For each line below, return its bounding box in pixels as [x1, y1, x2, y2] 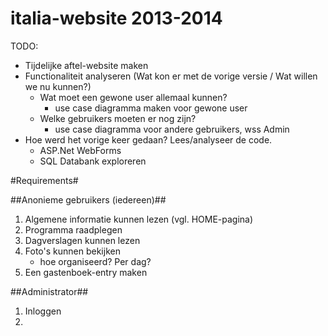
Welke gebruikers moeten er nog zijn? [39, 112, 197, 124]
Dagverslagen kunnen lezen [24, 234, 141, 246]
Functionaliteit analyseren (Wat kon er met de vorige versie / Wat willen [24, 70, 318, 82]
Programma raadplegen [24, 223, 123, 236]
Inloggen [24, 305, 62, 317]
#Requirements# [10, 174, 79, 186]
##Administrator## [10, 285, 89, 297]
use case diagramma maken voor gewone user [54, 102, 248, 114]
